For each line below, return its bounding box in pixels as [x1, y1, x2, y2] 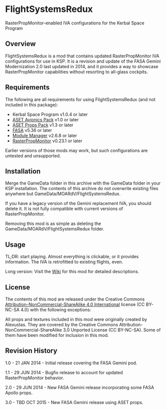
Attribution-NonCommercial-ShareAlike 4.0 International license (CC [5, 302, 145, 307]
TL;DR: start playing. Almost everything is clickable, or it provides [5, 254, 139, 260]
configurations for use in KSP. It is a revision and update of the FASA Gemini [5, 58, 161, 64]
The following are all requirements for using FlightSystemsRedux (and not [5, 96, 156, 102]
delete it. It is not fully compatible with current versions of [5, 205, 123, 212]
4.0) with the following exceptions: [20, 307, 91, 312]
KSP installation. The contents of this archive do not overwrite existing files [5, 186, 159, 192]
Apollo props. [5, 390, 33, 396]
